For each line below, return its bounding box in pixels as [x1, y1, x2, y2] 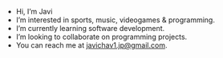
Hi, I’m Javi [15, 7, 53, 16]
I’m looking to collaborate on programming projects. [15, 32, 188, 41]
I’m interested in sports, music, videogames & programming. [15, 15, 215, 25]
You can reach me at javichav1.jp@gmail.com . [15, 41, 168, 50]
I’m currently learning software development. [15, 24, 165, 33]
